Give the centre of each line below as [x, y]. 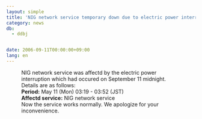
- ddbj [20, 34]
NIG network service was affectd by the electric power [89, 72]
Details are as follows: [49, 85]
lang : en [17, 56]
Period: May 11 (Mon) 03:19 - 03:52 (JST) [73, 91]
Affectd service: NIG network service [68, 98]
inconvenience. [40, 111]
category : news [25, 23]
